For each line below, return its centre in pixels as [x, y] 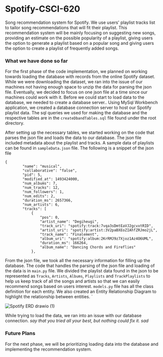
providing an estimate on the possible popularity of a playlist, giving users [79, 38]
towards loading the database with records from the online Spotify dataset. [80, 77]
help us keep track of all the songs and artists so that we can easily [72, 281]
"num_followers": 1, [43, 192]
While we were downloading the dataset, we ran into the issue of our [74, 82]
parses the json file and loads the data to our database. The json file [73, 138]
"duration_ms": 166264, [64, 243]
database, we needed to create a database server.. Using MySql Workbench [81, 103]
